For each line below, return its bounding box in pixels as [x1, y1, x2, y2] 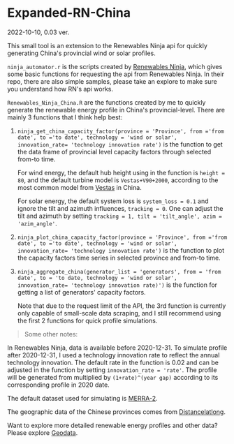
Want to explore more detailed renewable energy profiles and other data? [7, 421, 218, 429]
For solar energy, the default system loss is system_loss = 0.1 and [17, 197, 209, 205]
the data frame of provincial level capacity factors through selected [17, 147, 212, 156]
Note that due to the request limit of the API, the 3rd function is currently [17, 302, 226, 310]
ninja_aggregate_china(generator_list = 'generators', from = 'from [17, 268, 221, 275]
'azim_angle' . [17, 219, 57, 228]
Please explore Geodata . [7, 428, 78, 437]
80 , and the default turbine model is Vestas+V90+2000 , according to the [17, 176, 219, 184]
